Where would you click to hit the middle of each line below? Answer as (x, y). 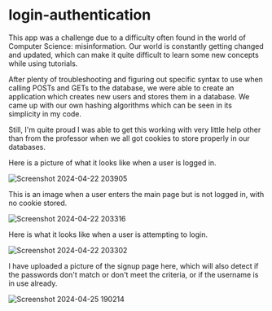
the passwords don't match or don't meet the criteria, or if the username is (134, 274)
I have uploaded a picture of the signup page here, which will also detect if (134, 265)
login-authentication (80, 15)
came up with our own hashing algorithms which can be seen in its (120, 105)
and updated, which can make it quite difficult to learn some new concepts (134, 55)
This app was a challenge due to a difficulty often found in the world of (127, 37)
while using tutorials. (43, 64)
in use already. (33, 283)
